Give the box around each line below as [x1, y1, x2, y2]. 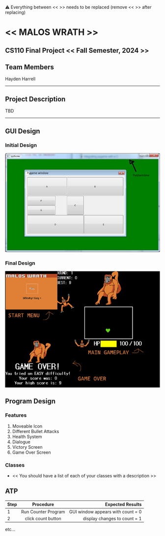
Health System [12, 434, 42, 439]
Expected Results [105, 502, 142, 507]
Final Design [5, 260, 35, 267]
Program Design [5, 397, 55, 405]
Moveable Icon [12, 423, 43, 429]
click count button [25, 515, 61, 521]
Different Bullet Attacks [12, 428, 59, 434]
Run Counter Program [21, 508, 65, 514]
